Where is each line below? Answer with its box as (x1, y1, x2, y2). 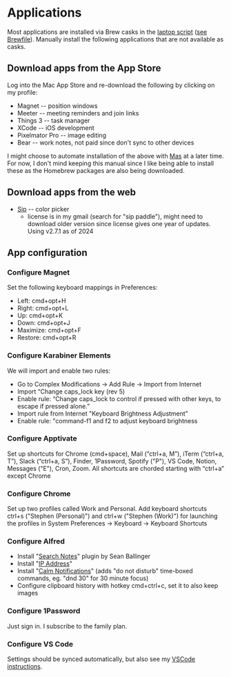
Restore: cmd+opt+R (17, 333, 77, 342)
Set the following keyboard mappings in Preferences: (7, 284, 158, 292)
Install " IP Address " (17, 559, 72, 568)
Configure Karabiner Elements (7, 351, 112, 360)
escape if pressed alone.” (17, 402, 90, 410)
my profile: (7, 88, 38, 96)
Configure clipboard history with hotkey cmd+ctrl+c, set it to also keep (17, 582, 219, 590)
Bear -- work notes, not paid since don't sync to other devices (17, 138, 194, 147)
